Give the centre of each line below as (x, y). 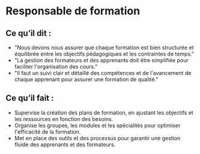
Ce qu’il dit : (29, 33)
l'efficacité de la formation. (47, 132)
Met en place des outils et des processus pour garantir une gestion (97, 138)
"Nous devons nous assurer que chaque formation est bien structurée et (104, 47)
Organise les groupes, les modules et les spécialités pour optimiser (97, 125)
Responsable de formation (73, 11)
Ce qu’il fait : (30, 98)
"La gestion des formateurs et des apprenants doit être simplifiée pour (101, 60)
